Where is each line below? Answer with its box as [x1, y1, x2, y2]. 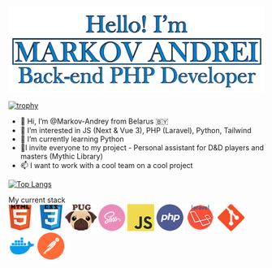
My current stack [8, 195, 66, 205]
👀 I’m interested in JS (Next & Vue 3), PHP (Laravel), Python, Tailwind [19, 125, 252, 135]
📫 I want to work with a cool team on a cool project [19, 160, 193, 170]
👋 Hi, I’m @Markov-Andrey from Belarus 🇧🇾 [19, 116, 169, 126]
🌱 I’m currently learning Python [19, 134, 124, 144]
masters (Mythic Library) [19, 151, 104, 161]
